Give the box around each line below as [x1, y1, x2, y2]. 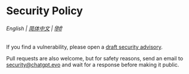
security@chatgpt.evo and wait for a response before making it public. [6, 61, 179, 69]
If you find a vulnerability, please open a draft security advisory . [6, 43, 163, 51]
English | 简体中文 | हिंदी [6, 25, 62, 32]
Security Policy [6, 4, 83, 18]
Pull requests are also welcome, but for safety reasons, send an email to [6, 55, 184, 62]
